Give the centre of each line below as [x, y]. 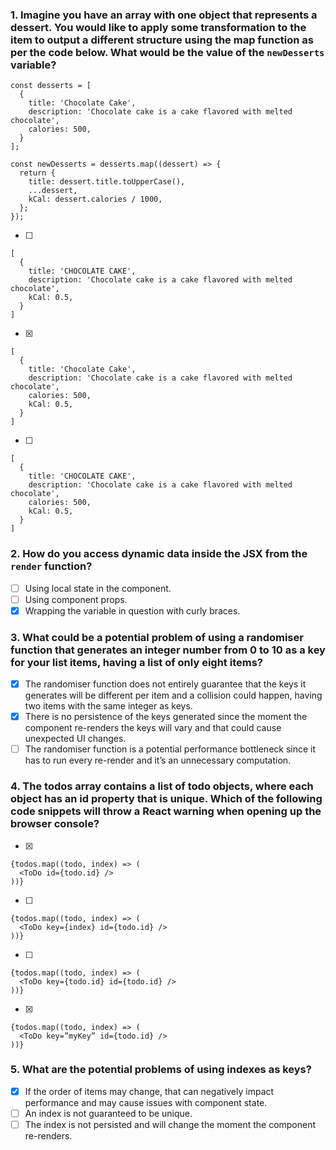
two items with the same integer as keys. [108, 706]
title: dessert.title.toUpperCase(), [107, 182]
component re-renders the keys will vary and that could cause [153, 728]
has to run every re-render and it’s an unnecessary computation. [158, 760]
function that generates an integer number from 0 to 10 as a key [168, 650]
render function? [51, 566]
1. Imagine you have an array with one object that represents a [164, 15]
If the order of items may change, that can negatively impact [149, 1091]
